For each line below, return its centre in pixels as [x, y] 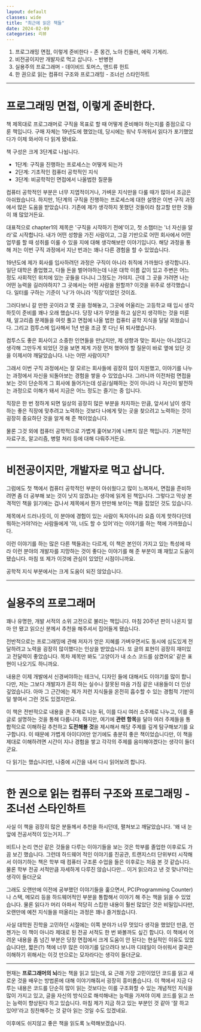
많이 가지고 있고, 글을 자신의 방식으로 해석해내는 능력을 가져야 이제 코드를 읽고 [97, 995]
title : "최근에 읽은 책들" [35, 23]
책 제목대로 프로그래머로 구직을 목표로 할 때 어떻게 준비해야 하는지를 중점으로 [96, 124]
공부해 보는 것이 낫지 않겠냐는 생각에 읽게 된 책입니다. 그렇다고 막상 [108, 496]
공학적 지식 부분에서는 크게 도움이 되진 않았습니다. [65, 571]
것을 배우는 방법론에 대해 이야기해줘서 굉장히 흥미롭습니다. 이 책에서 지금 [102, 980]
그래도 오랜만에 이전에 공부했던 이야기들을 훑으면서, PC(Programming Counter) [100, 889]
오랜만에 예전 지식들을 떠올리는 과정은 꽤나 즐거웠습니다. [72, 912]
